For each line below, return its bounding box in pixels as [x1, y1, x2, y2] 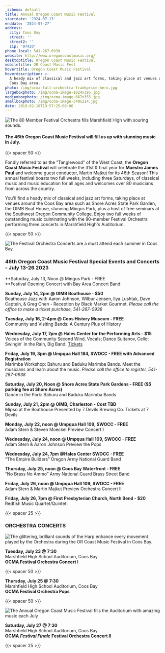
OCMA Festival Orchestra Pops [5, 588, 70, 594]
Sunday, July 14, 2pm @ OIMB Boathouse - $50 [5, 290, 104, 296]
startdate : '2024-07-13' [5, 16, 56, 21]
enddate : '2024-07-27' [5, 21, 52, 26]
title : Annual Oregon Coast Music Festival [5, 12, 96, 17]
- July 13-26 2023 [5, 265, 49, 271]
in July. [5, 139, 21, 145]
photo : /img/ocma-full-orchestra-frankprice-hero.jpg [5, 85, 118, 90]
